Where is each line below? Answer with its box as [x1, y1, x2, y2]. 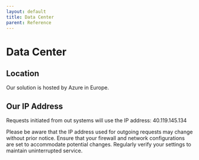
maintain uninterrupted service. [6, 147, 83, 154]
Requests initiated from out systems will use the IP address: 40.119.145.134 [6, 117, 187, 124]
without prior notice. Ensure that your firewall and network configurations [6, 135, 185, 142]
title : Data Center [6, 14, 54, 20]
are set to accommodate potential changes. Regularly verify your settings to [6, 141, 191, 148]
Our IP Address [6, 101, 63, 111]
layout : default [6, 8, 46, 15]
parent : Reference [6, 19, 52, 25]
